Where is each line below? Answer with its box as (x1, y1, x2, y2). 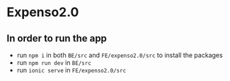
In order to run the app (6, 32, 108, 44)
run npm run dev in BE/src (16, 58, 91, 67)
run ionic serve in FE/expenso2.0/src (16, 66, 127, 74)
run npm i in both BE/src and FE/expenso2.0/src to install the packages (16, 51, 224, 59)
